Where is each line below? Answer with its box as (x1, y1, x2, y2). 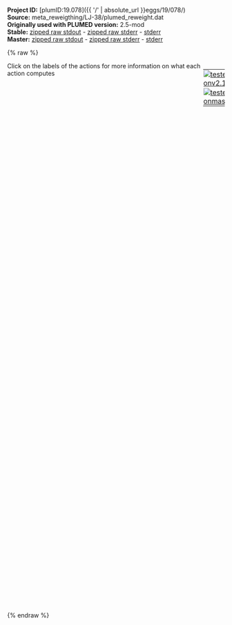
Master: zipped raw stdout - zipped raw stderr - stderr (7, 35, 164, 43)
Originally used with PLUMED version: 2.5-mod (7, 21, 145, 28)
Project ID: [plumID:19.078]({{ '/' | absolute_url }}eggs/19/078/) (7, 6, 186, 14)
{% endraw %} (7, 611, 50, 619)
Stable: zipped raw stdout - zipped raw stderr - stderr (7, 28, 161, 36)
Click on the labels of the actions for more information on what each (7, 62, 201, 70)
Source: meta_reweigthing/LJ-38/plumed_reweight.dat (7, 13, 164, 21)
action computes (7, 69, 55, 77)
